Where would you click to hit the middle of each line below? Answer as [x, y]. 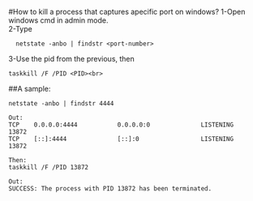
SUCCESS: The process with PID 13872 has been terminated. [110, 189]
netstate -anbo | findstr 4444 [61, 104]
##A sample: [30, 89]
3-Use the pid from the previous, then [72, 59]
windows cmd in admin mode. [58, 20]
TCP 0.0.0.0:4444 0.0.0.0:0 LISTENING [121, 125]
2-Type [20, 29]
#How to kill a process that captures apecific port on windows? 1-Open [127, 12]
